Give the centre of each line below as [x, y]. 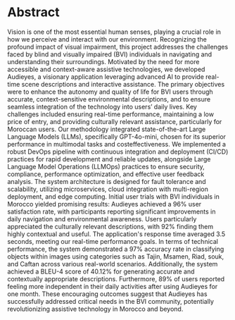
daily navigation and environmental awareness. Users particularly [102, 219]
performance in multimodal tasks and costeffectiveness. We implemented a [117, 144]
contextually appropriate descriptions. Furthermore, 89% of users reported [116, 278]
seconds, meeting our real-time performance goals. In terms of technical [113, 241]
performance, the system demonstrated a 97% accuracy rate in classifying [116, 249]
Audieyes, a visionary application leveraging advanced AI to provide [106, 76]
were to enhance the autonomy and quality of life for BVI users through [110, 92]
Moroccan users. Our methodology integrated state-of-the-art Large [107, 129]
